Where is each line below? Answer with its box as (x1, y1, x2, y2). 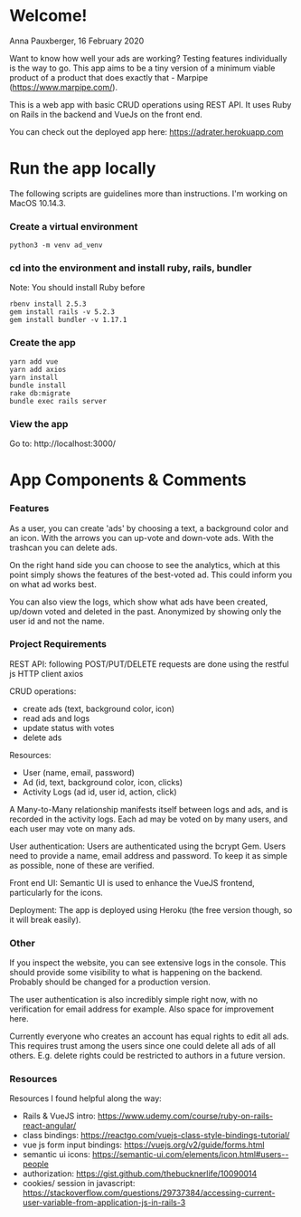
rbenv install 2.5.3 (9, 299, 88, 309)
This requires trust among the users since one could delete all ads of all (9, 1041, 276, 1051)
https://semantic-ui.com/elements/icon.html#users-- (91, 1149, 289, 1160)
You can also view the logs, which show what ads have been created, (9, 596, 268, 607)
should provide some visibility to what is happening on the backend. (9, 967, 263, 978)
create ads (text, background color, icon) (22, 703, 174, 714)
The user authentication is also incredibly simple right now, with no (9, 994, 259, 1005)
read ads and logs (22, 712, 90, 724)
